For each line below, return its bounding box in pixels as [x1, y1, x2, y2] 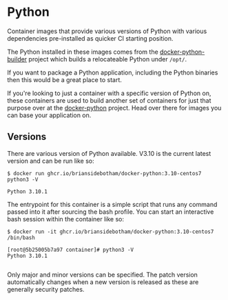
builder [7, 54, 28, 63]
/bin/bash [7, 234, 36, 241]
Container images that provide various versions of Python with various [7, 27, 207, 35]
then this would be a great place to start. [7, 75, 123, 83]
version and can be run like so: [7, 157, 94, 165]
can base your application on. [7, 111, 92, 119]
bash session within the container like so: [7, 214, 125, 223]
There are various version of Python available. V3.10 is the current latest [7, 149, 211, 157]
